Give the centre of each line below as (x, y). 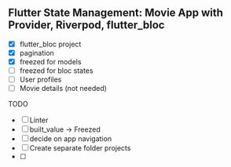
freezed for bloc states (56, 71)
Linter (39, 120)
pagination (37, 53)
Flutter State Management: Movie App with (116, 13)
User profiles (40, 80)
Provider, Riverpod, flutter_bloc (86, 25)
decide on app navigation (71, 139)
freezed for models (50, 61)
